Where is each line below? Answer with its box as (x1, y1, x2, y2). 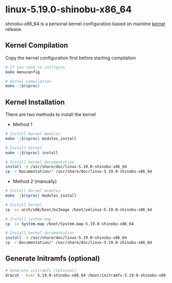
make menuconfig (5, 69, 40, 75)
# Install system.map (5, 216, 52, 222)
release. (5, 26, 23, 32)
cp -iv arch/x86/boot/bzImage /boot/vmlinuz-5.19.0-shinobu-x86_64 (5, 207, 153, 212)
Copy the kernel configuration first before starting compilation (5, 55, 136, 61)
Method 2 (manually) (12, 179, 57, 185)
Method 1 (12, 121, 33, 128)
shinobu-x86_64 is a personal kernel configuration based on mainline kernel (5, 21, 165, 27)
